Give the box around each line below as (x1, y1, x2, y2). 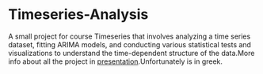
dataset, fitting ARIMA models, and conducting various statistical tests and (8, 39, 252, 49)
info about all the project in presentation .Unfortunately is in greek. (8, 57, 223, 66)
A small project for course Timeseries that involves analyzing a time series (8, 31, 251, 41)
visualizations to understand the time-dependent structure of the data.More (8, 48, 255, 57)
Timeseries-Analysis (8, 6, 149, 24)
